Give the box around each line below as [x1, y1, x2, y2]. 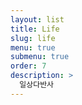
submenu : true [10, 52, 70, 62]
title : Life [10, 24, 60, 34]
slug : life [10, 33, 56, 43]
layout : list [10, 14, 65, 25]
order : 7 [10, 61, 47, 71]
